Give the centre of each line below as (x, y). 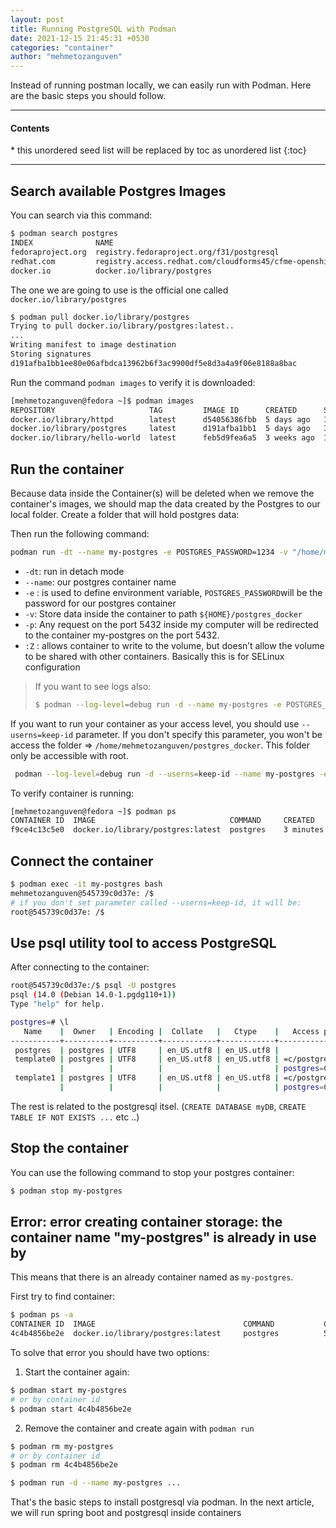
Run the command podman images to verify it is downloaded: (133, 382)
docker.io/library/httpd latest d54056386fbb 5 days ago (160, 419)
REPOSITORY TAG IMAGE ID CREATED (154, 410)
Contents (30, 128)
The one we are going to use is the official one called (119, 290)
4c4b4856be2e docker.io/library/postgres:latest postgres (145, 1334)
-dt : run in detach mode (74, 571)
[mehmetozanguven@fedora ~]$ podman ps (93, 811)
